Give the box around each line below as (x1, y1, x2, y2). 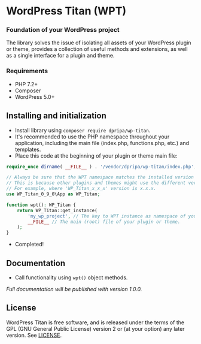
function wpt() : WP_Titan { (6, 202, 77, 208)
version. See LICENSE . (6, 331, 62, 339)
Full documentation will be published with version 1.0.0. (6, 286, 142, 293)
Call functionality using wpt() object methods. (14, 274, 128, 281)
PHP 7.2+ (14, 80, 38, 87)
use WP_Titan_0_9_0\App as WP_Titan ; (6, 191, 100, 197)
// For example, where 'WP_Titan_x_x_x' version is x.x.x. (6, 186, 157, 192)
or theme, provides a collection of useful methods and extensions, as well (6, 46, 188, 53)
